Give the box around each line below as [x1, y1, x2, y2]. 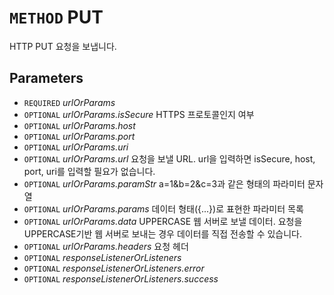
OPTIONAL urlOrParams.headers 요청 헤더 [23, 240, 189, 252]
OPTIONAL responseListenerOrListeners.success [23, 272, 219, 285]
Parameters [9, 70, 84, 87]
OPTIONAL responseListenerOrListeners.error [23, 262, 205, 274]
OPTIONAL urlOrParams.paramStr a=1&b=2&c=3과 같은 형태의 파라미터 [23, 177, 306, 190]
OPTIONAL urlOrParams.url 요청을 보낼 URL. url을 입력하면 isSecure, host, [23, 152, 316, 165]
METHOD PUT [9, 6, 104, 29]
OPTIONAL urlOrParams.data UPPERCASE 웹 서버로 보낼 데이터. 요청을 [23, 215, 303, 227]
